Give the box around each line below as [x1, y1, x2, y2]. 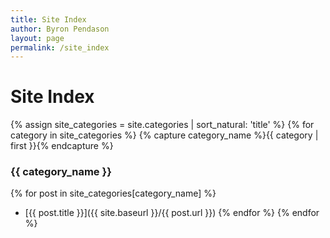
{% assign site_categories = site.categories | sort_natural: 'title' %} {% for [10, 119, 315, 131]
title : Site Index [10, 14, 87, 25]
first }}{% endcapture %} [10, 140, 114, 152]
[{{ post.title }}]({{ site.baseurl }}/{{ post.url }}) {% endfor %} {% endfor [24, 207, 320, 219]
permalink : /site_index [10, 42, 110, 53]
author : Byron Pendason [10, 24, 110, 34]
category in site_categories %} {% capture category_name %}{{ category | [10, 129, 319, 141]
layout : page [10, 33, 65, 43]
